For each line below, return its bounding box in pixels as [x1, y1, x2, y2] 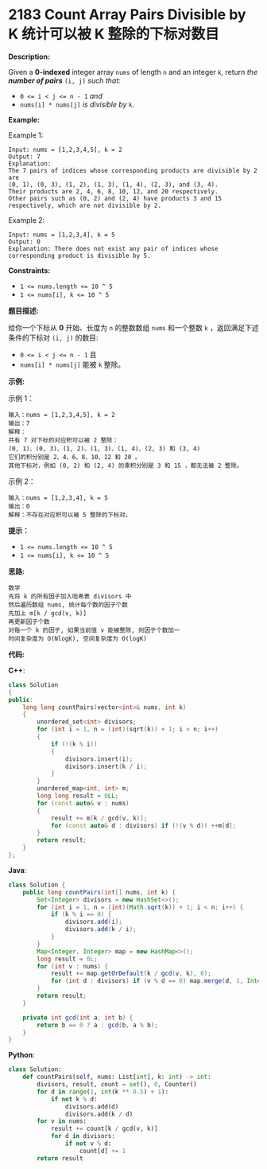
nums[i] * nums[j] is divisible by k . [19, 99, 135, 109]
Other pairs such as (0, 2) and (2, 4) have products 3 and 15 [8, 194, 222, 202]
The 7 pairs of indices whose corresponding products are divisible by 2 [8, 166, 258, 174]
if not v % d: [64, 1140, 112, 1148]
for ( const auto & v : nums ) [37, 799, 130, 807]
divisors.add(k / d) [64, 1110, 133, 1118]
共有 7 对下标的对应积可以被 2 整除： [8, 436, 119, 444]
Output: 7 [8, 153, 41, 161]
